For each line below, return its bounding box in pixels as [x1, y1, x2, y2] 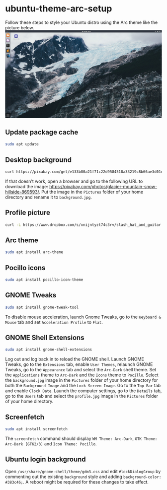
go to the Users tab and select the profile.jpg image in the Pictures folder [5, 393, 158, 399]
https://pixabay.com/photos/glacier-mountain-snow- [49, 183, 158, 189]
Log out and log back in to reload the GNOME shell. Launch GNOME [5, 356, 144, 362]
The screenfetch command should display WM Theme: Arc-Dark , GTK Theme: [5, 435, 158, 441]
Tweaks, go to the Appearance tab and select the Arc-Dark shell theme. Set [5, 367, 157, 373]
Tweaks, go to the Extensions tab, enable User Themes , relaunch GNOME [5, 361, 153, 367]
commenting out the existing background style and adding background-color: [5, 474, 162, 480]
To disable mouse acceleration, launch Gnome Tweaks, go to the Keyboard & [5, 314, 162, 320]
